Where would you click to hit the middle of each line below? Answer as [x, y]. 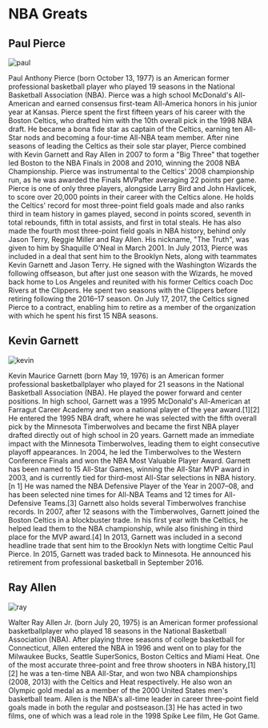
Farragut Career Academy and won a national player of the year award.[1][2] [134, 409]
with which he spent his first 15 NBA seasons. [83, 316]
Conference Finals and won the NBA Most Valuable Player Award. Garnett [129, 460]
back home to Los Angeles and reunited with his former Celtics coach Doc [131, 282]
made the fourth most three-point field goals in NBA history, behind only [127, 231]
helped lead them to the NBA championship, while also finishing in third [126, 528]
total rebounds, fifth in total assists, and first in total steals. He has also [125, 222]
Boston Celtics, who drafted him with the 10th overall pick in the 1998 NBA [130, 120]
